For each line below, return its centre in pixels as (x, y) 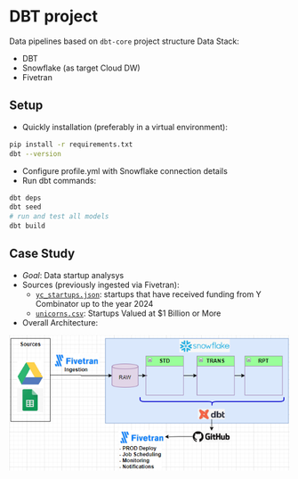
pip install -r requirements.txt (71, 145)
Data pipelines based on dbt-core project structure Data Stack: (125, 41)
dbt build (28, 226)
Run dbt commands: (59, 180)
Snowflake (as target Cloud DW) (81, 68)
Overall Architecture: (60, 322)
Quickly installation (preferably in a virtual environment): (125, 127)
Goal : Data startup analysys (73, 275)
